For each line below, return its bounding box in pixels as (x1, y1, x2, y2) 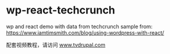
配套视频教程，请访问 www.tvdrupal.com (6, 41, 106, 48)
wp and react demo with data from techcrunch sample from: (6, 23, 153, 30)
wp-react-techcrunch (6, 4, 116, 17)
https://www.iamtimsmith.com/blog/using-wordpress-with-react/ (6, 29, 164, 36)
